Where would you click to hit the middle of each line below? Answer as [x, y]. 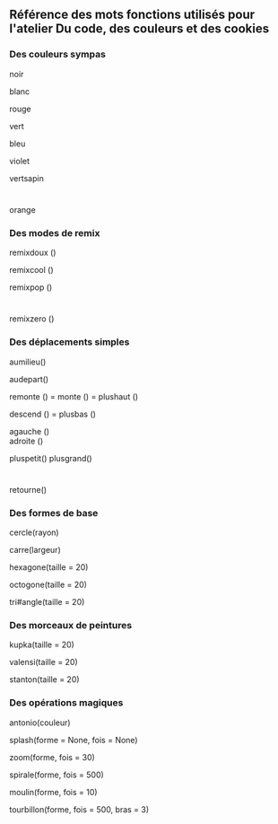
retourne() [28, 489]
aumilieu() [28, 362]
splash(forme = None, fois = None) [74, 740]
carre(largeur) [35, 550]
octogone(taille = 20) [48, 585]
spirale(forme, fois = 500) [57, 775]
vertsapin [27, 178]
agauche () [30, 431]
